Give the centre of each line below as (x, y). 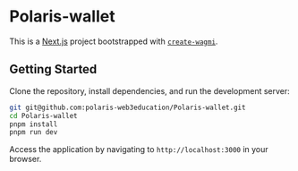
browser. (26, 159)
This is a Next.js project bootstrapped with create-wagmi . (114, 41)
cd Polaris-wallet (43, 115)
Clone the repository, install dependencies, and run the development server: (150, 90)
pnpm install (34, 124)
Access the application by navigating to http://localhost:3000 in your (139, 150)
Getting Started (53, 69)
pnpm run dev (34, 133)
